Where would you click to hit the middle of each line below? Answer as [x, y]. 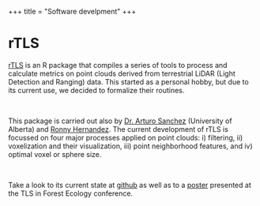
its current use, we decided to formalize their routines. [96, 90]
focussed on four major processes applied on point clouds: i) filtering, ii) [126, 137]
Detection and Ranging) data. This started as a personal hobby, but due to [128, 81]
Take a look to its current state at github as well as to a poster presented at [130, 185]
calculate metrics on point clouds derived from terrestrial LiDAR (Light [122, 73]
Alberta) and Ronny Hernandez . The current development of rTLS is [119, 129]
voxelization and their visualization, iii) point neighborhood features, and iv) [130, 146]
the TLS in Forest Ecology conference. [70, 193]
